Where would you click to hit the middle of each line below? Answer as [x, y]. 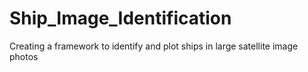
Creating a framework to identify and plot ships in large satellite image [154, 46]
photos [24, 56]
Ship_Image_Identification [120, 18]
